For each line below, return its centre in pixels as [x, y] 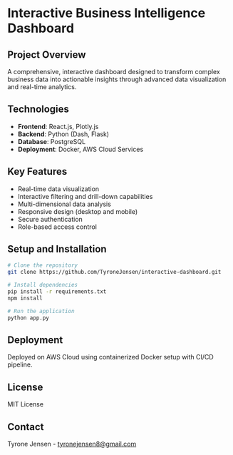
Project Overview [47, 55]
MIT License [26, 404]
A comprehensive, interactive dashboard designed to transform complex [114, 72]
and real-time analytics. [42, 87]
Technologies [38, 109]
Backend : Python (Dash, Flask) [63, 134]
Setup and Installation [57, 249]
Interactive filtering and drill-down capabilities [85, 196]
